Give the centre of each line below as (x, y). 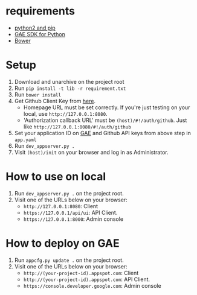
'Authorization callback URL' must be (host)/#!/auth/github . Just (105, 120)
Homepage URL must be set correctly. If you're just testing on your (107, 107)
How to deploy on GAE (63, 243)
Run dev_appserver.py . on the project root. (69, 193)
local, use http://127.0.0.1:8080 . (65, 113)
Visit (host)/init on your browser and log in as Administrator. (91, 152)
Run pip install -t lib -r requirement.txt (70, 88)
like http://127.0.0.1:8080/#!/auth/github (77, 126)
